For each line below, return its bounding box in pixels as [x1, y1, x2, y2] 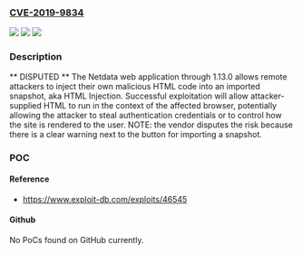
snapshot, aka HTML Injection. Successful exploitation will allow [9, 90, 249, 101]
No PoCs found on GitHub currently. [9, 234, 144, 245]
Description [9, 51, 63, 63]
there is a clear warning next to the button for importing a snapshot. [9, 128, 263, 139]
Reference [9, 174, 50, 184]
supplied [9, 99, 43, 110]
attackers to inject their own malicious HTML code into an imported [9, 80, 261, 91]
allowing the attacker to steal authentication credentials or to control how [9, 109, 283, 120]
